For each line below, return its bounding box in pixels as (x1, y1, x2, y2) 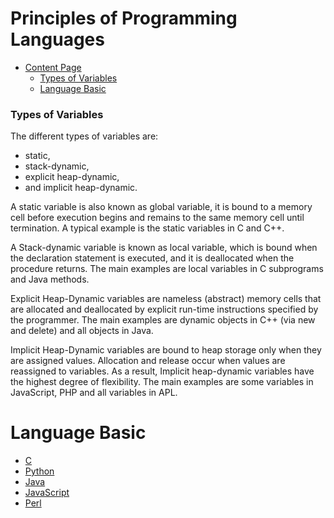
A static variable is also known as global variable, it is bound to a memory (10, 201, 313, 213)
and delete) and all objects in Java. (10, 325, 154, 337)
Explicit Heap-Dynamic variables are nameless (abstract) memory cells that (10, 293, 322, 305)
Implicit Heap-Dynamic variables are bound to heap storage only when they (10, 344, 322, 356)
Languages (10, 28, 105, 51)
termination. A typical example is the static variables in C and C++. (10, 222, 285, 234)
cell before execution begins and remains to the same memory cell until (10, 212, 305, 224)
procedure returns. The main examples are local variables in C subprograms (10, 263, 324, 275)
